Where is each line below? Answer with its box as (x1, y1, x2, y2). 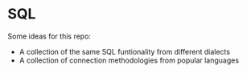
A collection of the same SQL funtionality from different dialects (19, 47, 231, 56)
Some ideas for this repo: (7, 31, 92, 41)
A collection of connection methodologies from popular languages (19, 55, 239, 65)
